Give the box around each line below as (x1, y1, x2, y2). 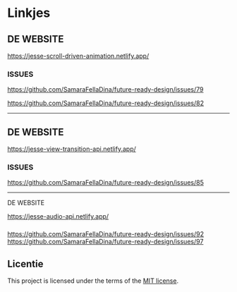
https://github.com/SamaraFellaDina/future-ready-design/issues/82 (7, 99, 205, 107)
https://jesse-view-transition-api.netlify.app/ (7, 145, 136, 153)
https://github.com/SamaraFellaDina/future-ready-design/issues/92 (7, 230, 205, 238)
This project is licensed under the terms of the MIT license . (7, 276, 178, 285)
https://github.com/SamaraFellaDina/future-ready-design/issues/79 (7, 85, 204, 94)
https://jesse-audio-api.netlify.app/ (7, 212, 109, 221)
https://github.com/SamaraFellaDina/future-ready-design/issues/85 (7, 178, 205, 187)
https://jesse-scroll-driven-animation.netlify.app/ (7, 51, 150, 60)
